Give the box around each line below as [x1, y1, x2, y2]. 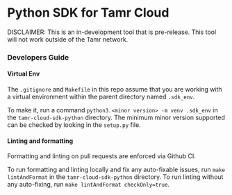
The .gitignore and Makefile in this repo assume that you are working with [7, 85, 222, 94]
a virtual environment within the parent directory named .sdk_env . [7, 92, 195, 101]
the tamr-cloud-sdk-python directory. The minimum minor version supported [7, 113, 226, 122]
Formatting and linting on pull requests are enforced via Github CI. [7, 152, 196, 160]
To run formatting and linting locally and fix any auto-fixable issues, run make [7, 165, 226, 174]
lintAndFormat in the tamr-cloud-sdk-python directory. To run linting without [7, 173, 224, 181]
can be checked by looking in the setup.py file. [7, 121, 141, 129]
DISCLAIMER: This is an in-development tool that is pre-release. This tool [7, 28, 217, 36]
